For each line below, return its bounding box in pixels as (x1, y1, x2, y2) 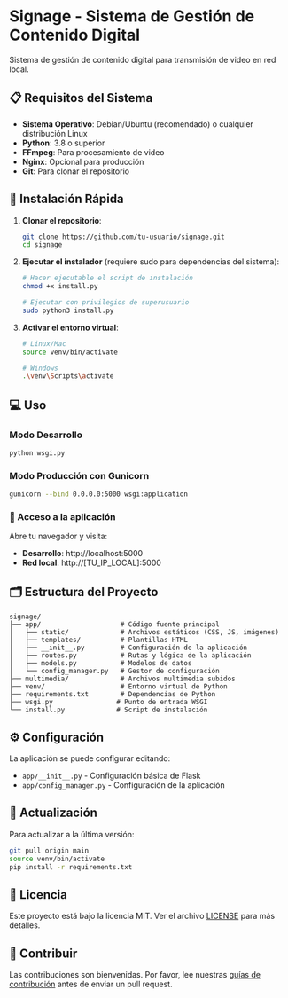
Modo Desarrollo (9, 428, 82, 441)
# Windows (21, 364, 59, 373)
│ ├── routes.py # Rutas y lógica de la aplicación (9, 651, 252, 660)
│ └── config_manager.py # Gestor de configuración (9, 667, 220, 676)
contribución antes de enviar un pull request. (9, 978, 173, 990)
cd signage (21, 240, 63, 249)
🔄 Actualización (9, 805, 97, 821)
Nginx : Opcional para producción (21, 156, 144, 167)
